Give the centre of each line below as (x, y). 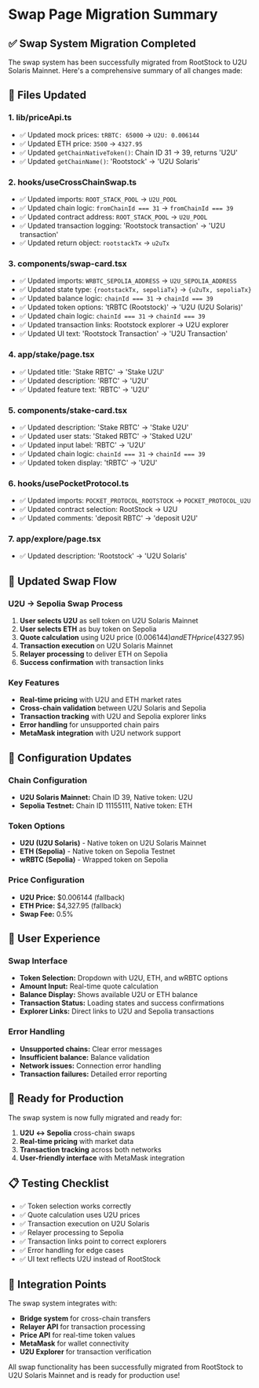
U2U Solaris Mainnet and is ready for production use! (94, 1375)
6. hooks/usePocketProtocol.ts (69, 483)
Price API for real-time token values (77, 1335)
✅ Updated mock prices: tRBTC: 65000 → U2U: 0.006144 (109, 134)
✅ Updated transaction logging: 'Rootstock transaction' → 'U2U (122, 225)
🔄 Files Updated (47, 95)
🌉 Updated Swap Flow (63, 581)
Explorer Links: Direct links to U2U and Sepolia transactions (117, 1011)
